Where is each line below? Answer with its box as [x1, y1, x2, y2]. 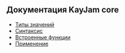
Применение [14, 40, 49, 47]
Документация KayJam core [6, 5, 119, 15]
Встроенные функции [14, 33, 71, 41]
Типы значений [14, 20, 54, 28]
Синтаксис [14, 27, 43, 34]
